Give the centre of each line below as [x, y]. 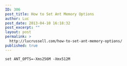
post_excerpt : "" [23, 28]
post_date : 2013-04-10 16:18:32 [38, 23]
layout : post [18, 32]
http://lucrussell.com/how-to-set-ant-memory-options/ [66, 41]
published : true [21, 46]
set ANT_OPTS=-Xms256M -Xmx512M [38, 59]
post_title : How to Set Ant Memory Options [50, 14]
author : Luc [17, 18]
